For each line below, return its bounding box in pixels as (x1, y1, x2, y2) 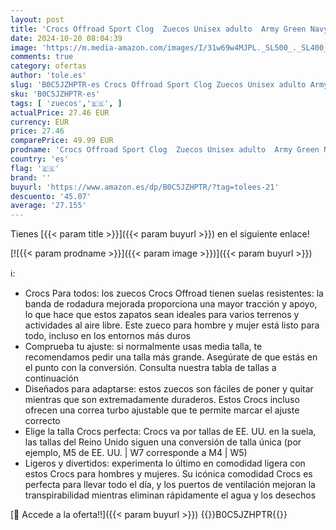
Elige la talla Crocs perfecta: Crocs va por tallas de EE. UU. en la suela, (24, 426, 317, 438)
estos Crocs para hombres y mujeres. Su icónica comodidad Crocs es (24, 468, 313, 480)
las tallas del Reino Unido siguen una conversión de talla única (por (24, 436, 302, 448)
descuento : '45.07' (10, 191, 92, 201)
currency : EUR (10, 117, 70, 127)
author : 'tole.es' (10, 71, 87, 81)
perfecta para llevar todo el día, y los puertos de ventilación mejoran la (24, 479, 316, 491)
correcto (24, 415, 61, 427)
